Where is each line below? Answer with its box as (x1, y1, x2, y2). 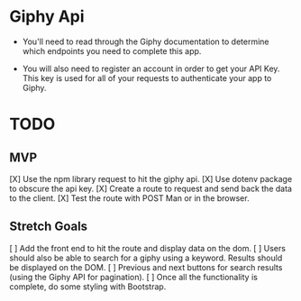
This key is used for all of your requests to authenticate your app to (22, 72, 272, 83)
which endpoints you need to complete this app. (22, 45, 202, 56)
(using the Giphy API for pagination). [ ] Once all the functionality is (9, 271, 259, 282)
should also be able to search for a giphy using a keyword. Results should (9, 252, 283, 263)
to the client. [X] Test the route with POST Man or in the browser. (9, 192, 250, 204)
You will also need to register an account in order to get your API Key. (22, 63, 280, 74)
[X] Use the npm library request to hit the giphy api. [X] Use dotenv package (9, 173, 293, 184)
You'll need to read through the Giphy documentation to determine (22, 36, 269, 47)
